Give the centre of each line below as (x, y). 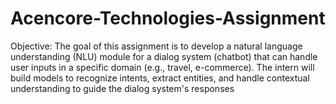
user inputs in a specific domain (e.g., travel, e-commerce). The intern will (162, 67)
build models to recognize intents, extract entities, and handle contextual (160, 78)
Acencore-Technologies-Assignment (168, 18)
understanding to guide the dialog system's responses (122, 88)
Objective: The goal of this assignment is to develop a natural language (156, 46)
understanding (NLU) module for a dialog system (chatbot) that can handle (164, 56)
